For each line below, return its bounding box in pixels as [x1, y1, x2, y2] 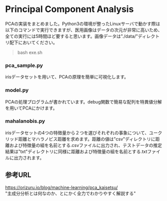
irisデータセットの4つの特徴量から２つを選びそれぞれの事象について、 [5, 129, 150, 135]
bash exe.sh [17, 49, 43, 55]
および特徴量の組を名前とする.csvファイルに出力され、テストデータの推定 [9, 142, 163, 148]
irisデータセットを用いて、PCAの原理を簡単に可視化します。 [5, 74, 129, 80]
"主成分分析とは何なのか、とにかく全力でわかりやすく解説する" [5, 190, 136, 196]
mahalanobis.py [5, 117, 45, 124]
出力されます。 [13, 154, 44, 160]
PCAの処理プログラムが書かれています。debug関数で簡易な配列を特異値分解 [5, 98, 162, 104]
